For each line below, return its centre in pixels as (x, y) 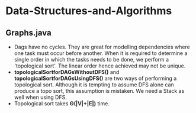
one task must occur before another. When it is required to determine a (101, 53)
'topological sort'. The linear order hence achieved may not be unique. (100, 66)
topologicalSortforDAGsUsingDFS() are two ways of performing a (95, 78)
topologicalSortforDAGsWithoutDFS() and (67, 72)
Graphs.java (28, 33)
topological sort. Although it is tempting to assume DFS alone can (94, 85)
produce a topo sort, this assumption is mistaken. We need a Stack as (99, 91)
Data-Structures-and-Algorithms (89, 11)
